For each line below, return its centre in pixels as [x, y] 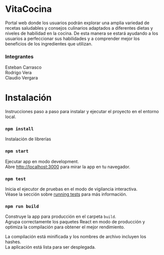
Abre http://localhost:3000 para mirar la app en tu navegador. [68, 167]
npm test [16, 179]
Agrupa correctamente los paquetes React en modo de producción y [75, 222]
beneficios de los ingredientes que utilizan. [49, 43]
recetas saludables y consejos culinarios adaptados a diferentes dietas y [79, 28]
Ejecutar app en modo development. [42, 161]
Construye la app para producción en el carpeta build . [61, 216]
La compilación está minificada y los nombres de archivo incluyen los [76, 237]
